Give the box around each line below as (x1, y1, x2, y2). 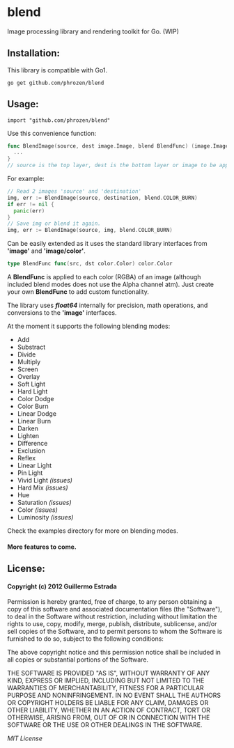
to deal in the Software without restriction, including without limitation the (7, 612, 217, 621)
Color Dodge (17, 395, 54, 403)
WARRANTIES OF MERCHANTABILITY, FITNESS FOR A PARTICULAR (7, 684, 204, 692)
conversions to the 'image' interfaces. (7, 309, 117, 317)
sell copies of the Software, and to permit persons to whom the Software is (7, 628, 223, 636)
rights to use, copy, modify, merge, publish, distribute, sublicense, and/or (7, 620, 217, 628)
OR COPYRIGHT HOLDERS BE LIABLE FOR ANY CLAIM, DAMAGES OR (7, 699, 209, 707)
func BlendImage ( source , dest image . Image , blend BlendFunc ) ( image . (7, 142, 214, 150)
